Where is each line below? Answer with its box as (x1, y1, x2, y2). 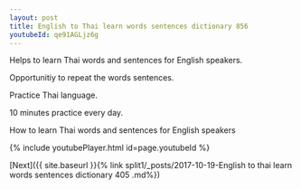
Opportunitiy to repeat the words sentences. (9, 72, 174, 83)
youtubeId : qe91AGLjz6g (9, 30, 99, 39)
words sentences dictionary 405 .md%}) (9, 169, 161, 181)
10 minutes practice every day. (9, 108, 124, 118)
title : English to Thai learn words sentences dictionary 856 (9, 22, 249, 31)
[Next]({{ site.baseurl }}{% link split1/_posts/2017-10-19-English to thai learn (9, 160, 293, 171)
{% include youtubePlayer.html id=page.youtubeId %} (9, 142, 211, 154)
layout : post (9, 13, 59, 23)
